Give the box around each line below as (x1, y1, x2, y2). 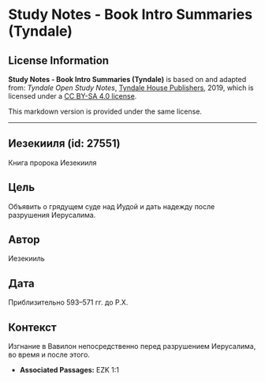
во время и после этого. (8, 350, 91, 360)
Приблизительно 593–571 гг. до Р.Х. (8, 298, 129, 307)
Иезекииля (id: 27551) (8, 137, 121, 151)
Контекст (8, 320, 57, 334)
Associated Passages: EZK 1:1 (19, 365, 120, 375)
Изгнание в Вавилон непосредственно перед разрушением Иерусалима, (8, 342, 256, 351)
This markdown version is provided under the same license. (8, 107, 203, 116)
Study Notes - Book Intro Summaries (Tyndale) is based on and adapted (8, 75, 247, 84)
